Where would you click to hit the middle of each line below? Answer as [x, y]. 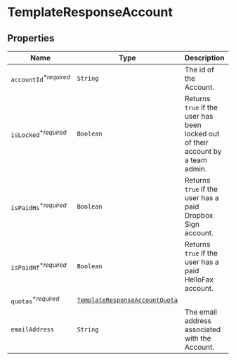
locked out [202, 134]
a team [196, 160]
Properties [31, 38]
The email [201, 312]
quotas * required [35, 300]
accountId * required [40, 79]
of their [196, 143]
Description [204, 58]
